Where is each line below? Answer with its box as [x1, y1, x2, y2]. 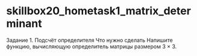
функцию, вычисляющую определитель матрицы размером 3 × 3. [6, 43, 177, 50]
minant [6, 17, 42, 30]
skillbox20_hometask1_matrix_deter [6, 4, 192, 18]
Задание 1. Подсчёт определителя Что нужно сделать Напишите [6, 36, 173, 43]
